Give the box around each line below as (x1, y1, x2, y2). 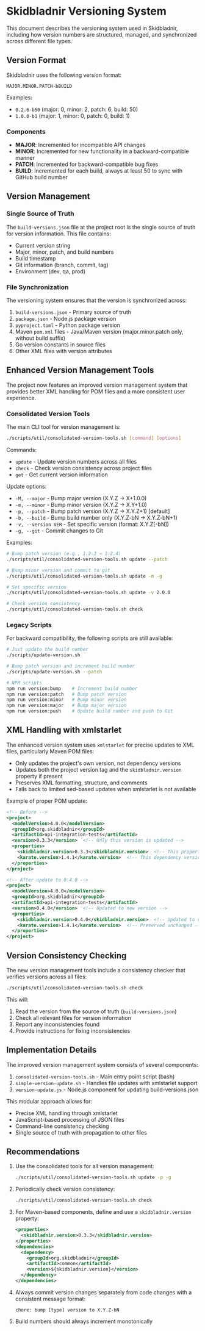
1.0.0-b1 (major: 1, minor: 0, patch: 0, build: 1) (15, 112, 130, 120)
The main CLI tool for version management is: (6, 423, 121, 431)
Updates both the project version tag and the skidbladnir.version (15, 766, 182, 773)
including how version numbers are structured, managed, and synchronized (6, 30, 197, 38)
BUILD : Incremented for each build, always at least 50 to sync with (15, 167, 183, 174)
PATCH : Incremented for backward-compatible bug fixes (15, 160, 159, 168)
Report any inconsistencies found (15, 1021, 100, 1028)
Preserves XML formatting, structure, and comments (15, 779, 148, 786)
